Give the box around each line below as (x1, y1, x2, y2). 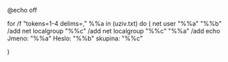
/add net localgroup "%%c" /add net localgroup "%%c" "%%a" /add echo (7, 27, 220, 35)
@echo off (7, 6, 38, 14)
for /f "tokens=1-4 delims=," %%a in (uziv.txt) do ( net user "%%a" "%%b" (7, 20, 222, 27)
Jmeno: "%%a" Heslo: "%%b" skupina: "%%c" (7, 34, 143, 42)
